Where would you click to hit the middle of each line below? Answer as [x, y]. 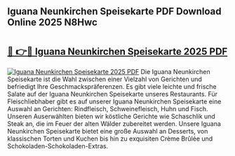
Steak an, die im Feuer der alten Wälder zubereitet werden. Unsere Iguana [114, 124]
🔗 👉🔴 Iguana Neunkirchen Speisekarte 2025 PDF [117, 51]
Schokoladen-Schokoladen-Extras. [58, 146]
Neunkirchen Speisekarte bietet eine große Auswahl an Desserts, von [108, 131]
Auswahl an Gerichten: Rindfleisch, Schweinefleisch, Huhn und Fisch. [108, 109]
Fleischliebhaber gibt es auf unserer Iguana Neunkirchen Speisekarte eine [114, 101]
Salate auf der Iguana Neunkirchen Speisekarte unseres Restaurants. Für [112, 94]
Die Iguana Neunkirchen [175, 72]
